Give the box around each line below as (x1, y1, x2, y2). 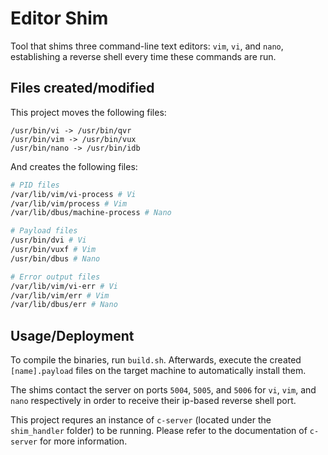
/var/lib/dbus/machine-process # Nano (10, 208, 172, 218)
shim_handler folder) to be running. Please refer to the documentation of (10, 425, 308, 437)
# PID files (10, 180, 60, 190)
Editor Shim (10, 7, 109, 30)
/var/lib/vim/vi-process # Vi (10, 189, 137, 199)
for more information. (39, 435, 128, 447)
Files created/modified (10, 80, 155, 97)
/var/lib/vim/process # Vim (10, 198, 128, 209)
